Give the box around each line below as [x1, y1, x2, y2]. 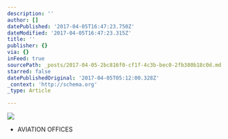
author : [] [7, 17, 39, 24]
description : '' [7, 10, 54, 17]
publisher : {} [7, 42, 49, 49]
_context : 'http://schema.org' [7, 81, 98, 88]
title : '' [7, 36, 36, 43]
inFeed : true [7, 55, 45, 62]
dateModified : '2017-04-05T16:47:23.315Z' [7, 29, 132, 37]
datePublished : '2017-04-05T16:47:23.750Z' [7, 23, 135, 30]
